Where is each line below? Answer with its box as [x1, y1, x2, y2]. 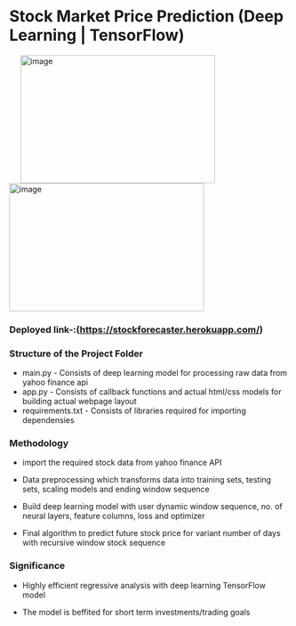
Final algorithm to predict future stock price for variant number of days [21, 528, 282, 539]
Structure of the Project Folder [9, 347, 144, 360]
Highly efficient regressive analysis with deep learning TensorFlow [21, 580, 267, 590]
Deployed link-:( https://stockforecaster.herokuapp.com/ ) [9, 323, 264, 336]
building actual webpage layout [21, 396, 138, 407]
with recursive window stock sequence [21, 537, 166, 549]
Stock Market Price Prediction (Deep [9, 6, 284, 27]
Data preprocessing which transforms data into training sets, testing [21, 475, 272, 485]
